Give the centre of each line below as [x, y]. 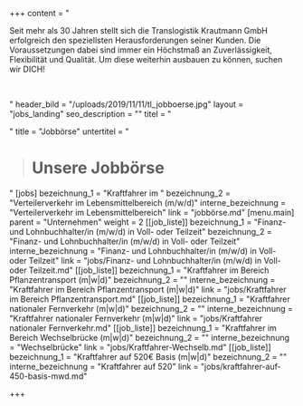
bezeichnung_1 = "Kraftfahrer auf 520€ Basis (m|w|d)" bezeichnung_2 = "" [148, 356]
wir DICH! [27, 69]
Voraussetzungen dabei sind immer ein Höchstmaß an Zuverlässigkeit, [141, 50]
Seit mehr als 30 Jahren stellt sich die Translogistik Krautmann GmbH [139, 30]
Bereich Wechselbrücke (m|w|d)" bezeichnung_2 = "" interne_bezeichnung [150, 337]
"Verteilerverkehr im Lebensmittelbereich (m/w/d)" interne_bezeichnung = [148, 202]
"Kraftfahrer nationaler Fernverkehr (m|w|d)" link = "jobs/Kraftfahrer [136, 318]
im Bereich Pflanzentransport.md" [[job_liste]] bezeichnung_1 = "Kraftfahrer [150, 299]
